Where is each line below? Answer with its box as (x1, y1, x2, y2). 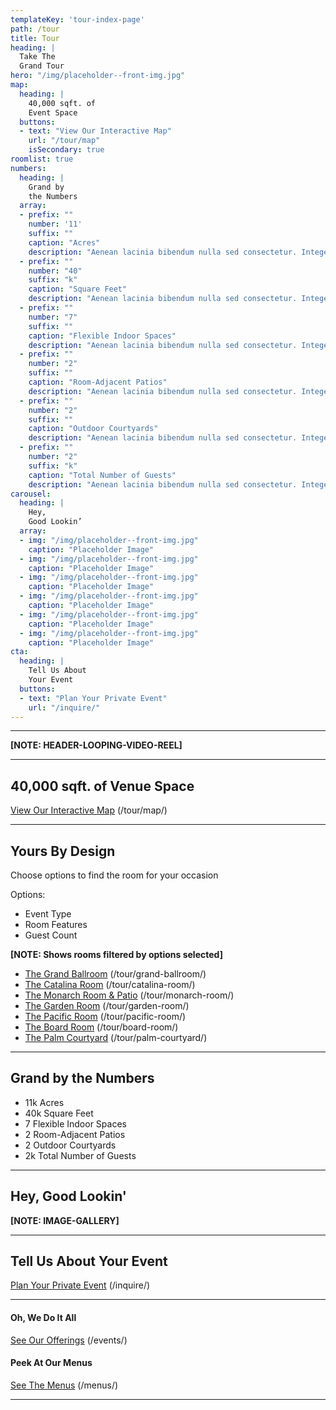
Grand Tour (19, 61, 65, 71)
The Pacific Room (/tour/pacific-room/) (24, 1011, 187, 1022)
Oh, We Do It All (10, 1312, 77, 1324)
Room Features (24, 919, 88, 930)
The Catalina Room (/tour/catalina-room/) (24, 979, 196, 990)
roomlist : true (10, 154, 74, 164)
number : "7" (28, 312, 78, 322)
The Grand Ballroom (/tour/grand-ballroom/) (24, 968, 207, 980)
